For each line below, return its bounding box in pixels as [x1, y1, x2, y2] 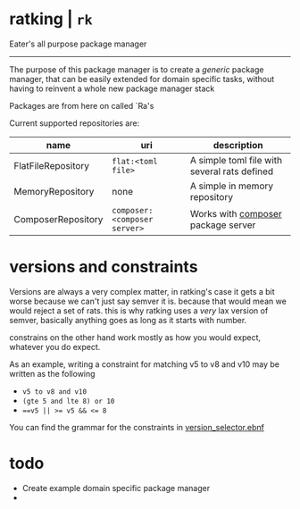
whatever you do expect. [9, 341, 101, 352]
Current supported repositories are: [9, 117, 140, 129]
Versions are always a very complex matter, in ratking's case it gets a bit [9, 286, 275, 296]
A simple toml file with [189, 154, 283, 166]
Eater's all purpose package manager [9, 38, 147, 49]
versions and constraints [9, 257, 198, 277]
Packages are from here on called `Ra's [9, 100, 154, 111]
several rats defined [189, 165, 274, 178]
